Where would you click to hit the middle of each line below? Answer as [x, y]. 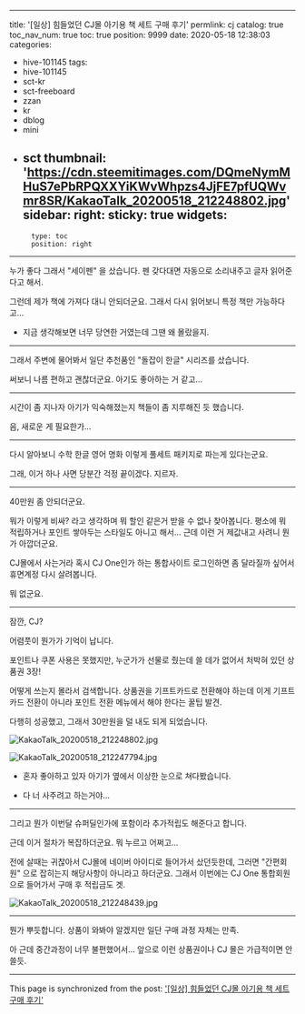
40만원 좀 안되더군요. [47, 501]
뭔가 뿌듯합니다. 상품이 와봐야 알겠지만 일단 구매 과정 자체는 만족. [124, 929]
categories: [30, 45]
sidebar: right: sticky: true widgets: [125, 215]
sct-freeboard [49, 91]
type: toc [49, 236]
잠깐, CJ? [26, 621]
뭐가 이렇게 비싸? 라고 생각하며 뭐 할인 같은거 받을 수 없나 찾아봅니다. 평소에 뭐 [148, 520]
